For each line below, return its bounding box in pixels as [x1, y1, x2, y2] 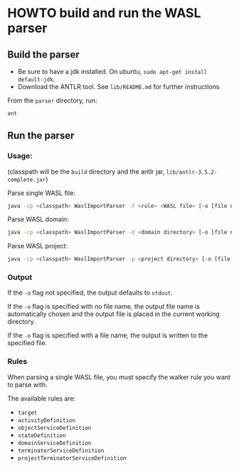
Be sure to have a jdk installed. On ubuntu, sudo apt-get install [17, 68, 208, 75]
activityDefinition [17, 416, 76, 424]
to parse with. [7, 380, 48, 389]
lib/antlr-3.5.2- [166, 169, 218, 176]
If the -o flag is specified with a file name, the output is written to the [7, 331, 208, 339]
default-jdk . [17, 75, 55, 83]
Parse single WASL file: [7, 189, 76, 197]
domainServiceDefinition [17, 439, 92, 446]
